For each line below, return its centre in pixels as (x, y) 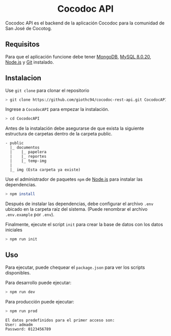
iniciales (14, 230)
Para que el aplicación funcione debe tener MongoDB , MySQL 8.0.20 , (78, 57)
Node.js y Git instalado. (30, 62)
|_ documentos (25, 148)
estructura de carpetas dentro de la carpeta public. (59, 134)
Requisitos (22, 45)
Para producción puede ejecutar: (40, 301)
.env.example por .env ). (30, 215)
